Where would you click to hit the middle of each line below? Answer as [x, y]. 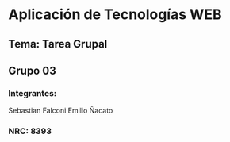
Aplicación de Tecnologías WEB [115, 15]
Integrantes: [33, 93]
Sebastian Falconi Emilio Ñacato [61, 111]
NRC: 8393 [30, 131]
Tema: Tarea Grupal [58, 44]
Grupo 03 [33, 70]
